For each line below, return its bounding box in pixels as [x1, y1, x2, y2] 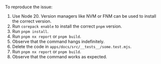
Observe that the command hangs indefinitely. [12, 39, 105, 44]
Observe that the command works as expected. [12, 54, 108, 59]
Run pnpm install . [12, 29, 49, 34]
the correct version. [12, 19, 52, 24]
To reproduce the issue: [5, 4, 53, 10]
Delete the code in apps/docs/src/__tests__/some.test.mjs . [12, 44, 132, 49]
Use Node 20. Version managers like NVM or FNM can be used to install [12, 13, 157, 19]
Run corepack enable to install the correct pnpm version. [12, 23, 122, 29]
